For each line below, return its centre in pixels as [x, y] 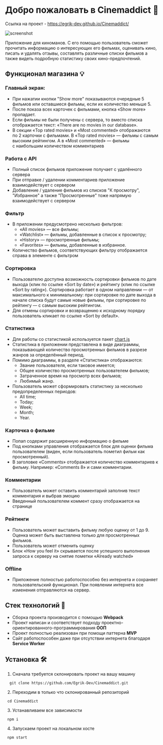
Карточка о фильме [30, 430]
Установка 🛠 [26, 660]
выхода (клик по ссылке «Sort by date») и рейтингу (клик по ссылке [84, 284]
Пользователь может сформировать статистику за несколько [77, 386]
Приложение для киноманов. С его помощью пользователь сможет [77, 43]
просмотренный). [31, 457]
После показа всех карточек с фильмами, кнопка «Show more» [79, 109]
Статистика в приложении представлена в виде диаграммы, [76, 344]
